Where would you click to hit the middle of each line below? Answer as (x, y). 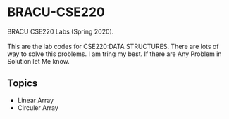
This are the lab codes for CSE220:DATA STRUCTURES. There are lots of (113, 46)
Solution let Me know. (38, 61)
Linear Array (36, 100)
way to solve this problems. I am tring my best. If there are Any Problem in (114, 54)
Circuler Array (38, 107)
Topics (23, 84)
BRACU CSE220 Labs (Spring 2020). (61, 31)
